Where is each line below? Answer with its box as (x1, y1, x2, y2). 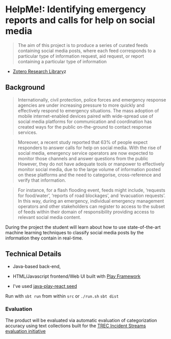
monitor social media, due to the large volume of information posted (17, 166, 161, 172)
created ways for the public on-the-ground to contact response (17, 124, 152, 130)
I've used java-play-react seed (12, 283, 78, 289)
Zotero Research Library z (12, 68, 66, 75)
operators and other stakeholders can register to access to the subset (17, 203, 165, 209)
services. (17, 129, 37, 135)
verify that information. (17, 177, 66, 183)
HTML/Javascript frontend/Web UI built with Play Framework (12, 273, 141, 279)
